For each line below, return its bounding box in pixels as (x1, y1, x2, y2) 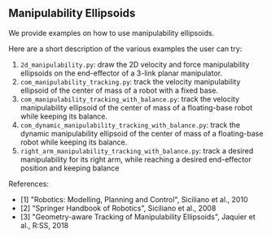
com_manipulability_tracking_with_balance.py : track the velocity (20, 93, 240, 104)
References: (8, 179, 49, 188)
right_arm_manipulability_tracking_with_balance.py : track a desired (20, 145, 254, 155)
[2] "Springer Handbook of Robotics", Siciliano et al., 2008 (20, 203, 216, 213)
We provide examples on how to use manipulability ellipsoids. (8, 28, 215, 37)
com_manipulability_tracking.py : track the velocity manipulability (20, 76, 241, 86)
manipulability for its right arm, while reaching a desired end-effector (20, 154, 251, 164)
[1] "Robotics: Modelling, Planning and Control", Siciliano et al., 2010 (20, 194, 248, 204)
